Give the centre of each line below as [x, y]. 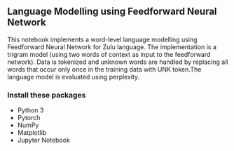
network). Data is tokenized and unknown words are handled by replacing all [118, 62]
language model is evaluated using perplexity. [74, 77]
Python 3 [30, 110]
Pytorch [29, 118]
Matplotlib [32, 133]
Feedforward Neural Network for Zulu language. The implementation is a [112, 47]
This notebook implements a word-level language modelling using [102, 39]
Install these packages [47, 95]
